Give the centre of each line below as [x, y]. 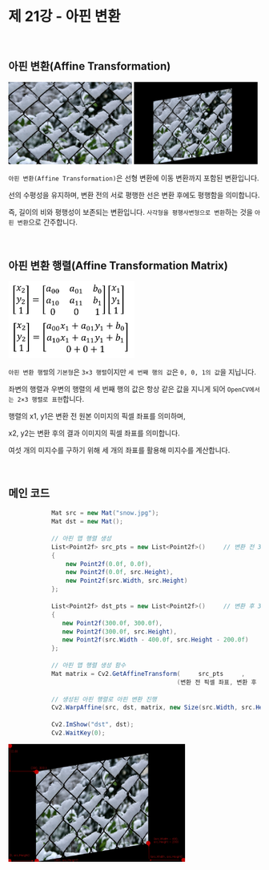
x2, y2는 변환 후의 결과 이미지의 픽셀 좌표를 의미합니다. [94, 433]
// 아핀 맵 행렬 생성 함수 [88, 666]
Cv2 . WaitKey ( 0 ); [78, 733]
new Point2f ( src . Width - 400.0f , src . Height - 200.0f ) [155, 640]
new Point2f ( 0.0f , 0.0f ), [108, 564]
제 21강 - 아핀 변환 [64, 16]
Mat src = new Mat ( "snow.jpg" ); [105, 513]
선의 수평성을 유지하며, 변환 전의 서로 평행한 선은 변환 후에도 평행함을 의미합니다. [134, 195]
